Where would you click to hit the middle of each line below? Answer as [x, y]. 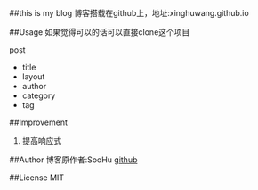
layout [33, 77]
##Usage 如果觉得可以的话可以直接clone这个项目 [100, 32]
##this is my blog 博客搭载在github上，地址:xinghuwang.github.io [129, 13]
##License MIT [37, 178]
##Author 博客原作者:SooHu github [73, 160]
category [39, 95]
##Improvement [39, 122]
